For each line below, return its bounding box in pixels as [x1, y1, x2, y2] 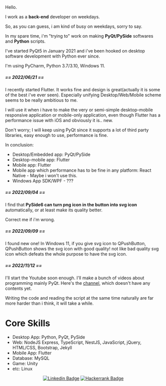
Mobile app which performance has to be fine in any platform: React [12, 167, 152, 173]
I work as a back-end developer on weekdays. [5, 14, 100, 19]
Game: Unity [12, 360, 38, 366]
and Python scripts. [5, 38, 46, 44]
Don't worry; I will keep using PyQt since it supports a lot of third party [5, 127, 149, 133]
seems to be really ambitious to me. [5, 97, 78, 103]
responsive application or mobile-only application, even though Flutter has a [5, 112, 161, 118]
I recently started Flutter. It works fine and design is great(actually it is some [5, 86, 160, 92]
